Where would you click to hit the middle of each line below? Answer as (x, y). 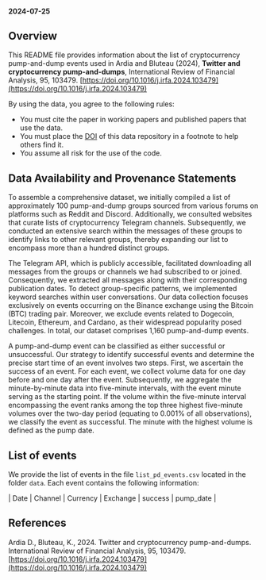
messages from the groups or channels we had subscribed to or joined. (125, 272)
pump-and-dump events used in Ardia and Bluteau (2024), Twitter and (124, 63)
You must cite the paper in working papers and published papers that (133, 120)
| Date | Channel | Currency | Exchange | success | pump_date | (112, 498)
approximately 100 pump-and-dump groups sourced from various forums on (133, 205)
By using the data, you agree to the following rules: (91, 104)
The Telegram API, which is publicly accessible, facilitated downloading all (130, 263)
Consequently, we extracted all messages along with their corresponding (128, 280)
